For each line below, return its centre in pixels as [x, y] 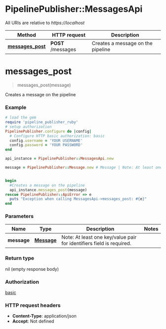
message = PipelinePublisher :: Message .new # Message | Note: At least [79, 168]
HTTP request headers [33, 305]
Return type [20, 258]
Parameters [19, 217]
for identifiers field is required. [97, 244]
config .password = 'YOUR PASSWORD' [46, 145]
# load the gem [21, 118]
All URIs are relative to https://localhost [45, 23]
